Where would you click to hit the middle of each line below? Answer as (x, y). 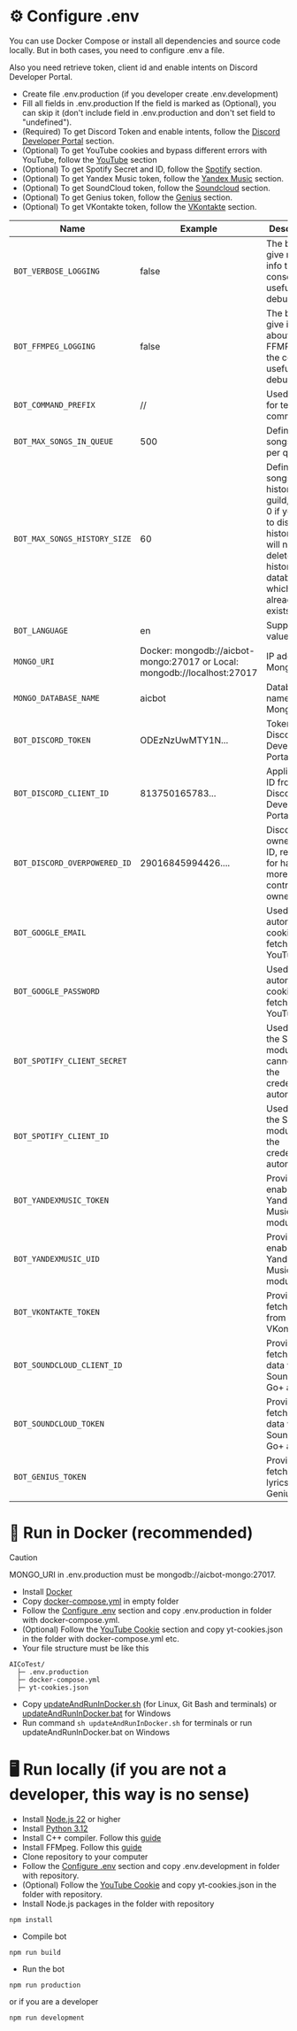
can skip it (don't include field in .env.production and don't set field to (148, 112)
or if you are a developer (54, 2001)
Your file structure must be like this (85, 1648)
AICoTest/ (27, 1664)
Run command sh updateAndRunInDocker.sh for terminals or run (137, 1722)
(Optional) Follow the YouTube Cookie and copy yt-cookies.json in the (149, 1885)
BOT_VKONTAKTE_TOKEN (57, 1312)
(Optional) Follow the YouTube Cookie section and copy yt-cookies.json (152, 1629)
